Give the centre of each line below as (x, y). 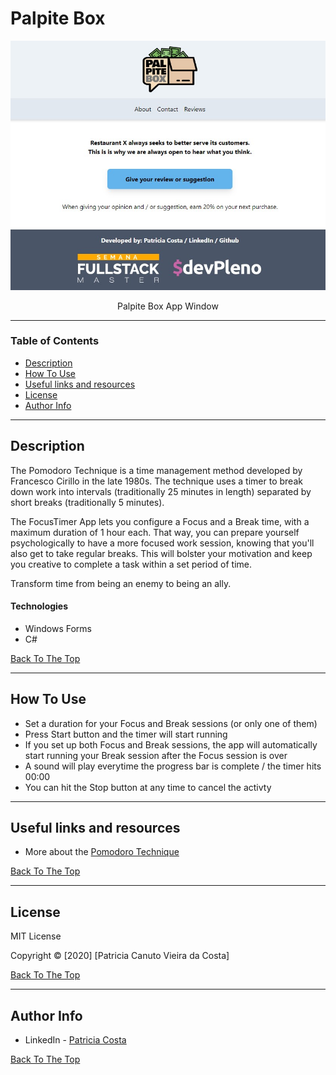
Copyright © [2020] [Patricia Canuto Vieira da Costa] (120, 956)
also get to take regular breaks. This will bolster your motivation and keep (161, 553)
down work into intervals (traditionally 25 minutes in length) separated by (161, 491)
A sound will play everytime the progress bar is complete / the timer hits (173, 766)
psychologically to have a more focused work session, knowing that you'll (162, 543)
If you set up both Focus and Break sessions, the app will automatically (171, 744)
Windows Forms (58, 628)
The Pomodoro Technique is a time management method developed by (156, 470)
